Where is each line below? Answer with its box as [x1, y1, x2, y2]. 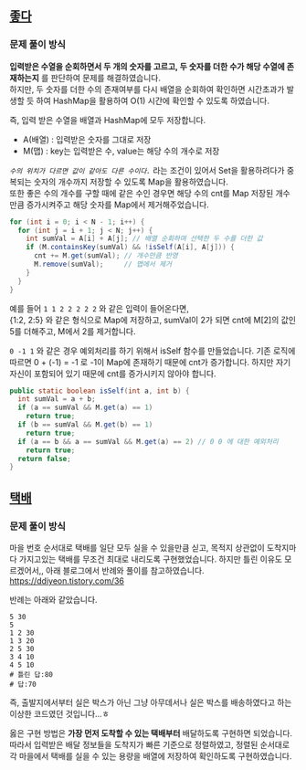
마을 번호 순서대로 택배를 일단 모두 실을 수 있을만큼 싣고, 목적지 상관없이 [9, 543, 265, 553]
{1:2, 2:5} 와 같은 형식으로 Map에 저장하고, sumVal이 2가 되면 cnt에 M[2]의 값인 [9, 314, 297, 325]
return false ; [17, 454, 71, 463]
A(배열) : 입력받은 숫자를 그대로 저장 [22, 133, 152, 144]
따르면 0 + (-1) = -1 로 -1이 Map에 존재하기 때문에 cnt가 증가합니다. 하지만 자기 [9, 356, 291, 367]
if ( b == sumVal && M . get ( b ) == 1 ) [17, 420, 153, 429]
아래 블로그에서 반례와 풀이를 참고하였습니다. [45, 565, 205, 575]
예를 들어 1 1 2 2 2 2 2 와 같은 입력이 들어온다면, [9, 302, 189, 313]
